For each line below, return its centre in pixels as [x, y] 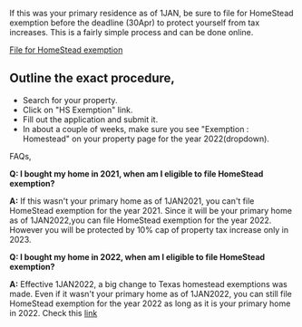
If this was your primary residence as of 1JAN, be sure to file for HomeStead [151, 13]
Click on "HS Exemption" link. [78, 110]
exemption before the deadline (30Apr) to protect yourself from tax [135, 23]
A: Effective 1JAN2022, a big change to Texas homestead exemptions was [148, 284]
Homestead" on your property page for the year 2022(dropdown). [146, 139]
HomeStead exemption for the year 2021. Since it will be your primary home [151, 210]
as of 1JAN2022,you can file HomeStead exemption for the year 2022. [141, 220]
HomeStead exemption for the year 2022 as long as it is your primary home [150, 303]
